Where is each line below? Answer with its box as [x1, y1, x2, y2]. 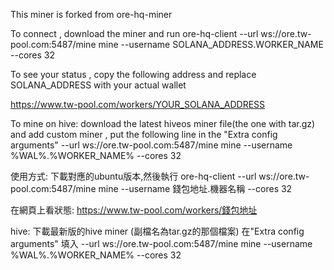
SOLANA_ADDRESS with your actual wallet [10, 79, 187, 91]
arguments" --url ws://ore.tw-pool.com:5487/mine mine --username [10, 139, 293, 151]
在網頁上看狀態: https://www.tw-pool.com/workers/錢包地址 [10, 204, 258, 216]
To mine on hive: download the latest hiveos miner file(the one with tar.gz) [10, 118, 316, 129]
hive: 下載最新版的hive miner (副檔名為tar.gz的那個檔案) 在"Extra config [10, 225, 305, 237]
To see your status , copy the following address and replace [10, 69, 257, 80]
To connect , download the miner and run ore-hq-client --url [10, 28, 259, 39]
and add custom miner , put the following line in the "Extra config [10, 129, 278, 140]
